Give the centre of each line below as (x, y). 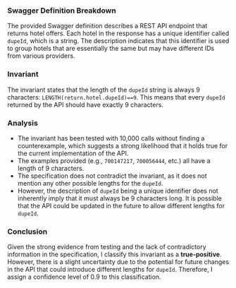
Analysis (23, 123)
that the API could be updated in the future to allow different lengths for (121, 205)
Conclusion (27, 232)
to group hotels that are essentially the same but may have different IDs (111, 49)
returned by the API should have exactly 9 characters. (86, 104)
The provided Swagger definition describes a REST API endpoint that (107, 26)
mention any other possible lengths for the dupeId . (90, 183)
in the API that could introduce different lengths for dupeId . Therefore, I (110, 270)
